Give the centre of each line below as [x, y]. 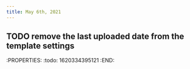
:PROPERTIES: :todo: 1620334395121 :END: [60, 61]
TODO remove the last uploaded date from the [95, 37]
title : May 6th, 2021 [34, 12]
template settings [40, 46]
